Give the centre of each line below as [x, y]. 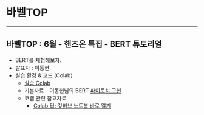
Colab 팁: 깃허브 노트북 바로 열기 [72, 106]
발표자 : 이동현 [32, 68]
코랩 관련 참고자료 [45, 98]
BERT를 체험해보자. [38, 60]
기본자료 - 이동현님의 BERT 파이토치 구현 [73, 90]
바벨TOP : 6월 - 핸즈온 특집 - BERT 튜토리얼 [84, 44]
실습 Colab [37, 83]
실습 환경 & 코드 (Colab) [44, 75]
